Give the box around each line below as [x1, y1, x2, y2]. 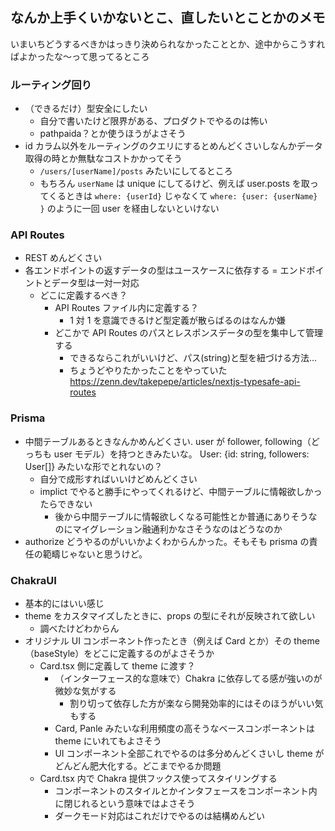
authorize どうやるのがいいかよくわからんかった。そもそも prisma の [24, 535, 310, 547]
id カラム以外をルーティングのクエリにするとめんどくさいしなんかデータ [24, 140, 323, 152]
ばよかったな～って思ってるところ [10, 50, 150, 62]
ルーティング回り [10, 78, 92, 92]
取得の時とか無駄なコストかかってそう [24, 153, 183, 165]
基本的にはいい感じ [24, 598, 105, 609]
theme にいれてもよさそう [54, 735, 162, 747]
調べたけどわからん [39, 623, 120, 634]
